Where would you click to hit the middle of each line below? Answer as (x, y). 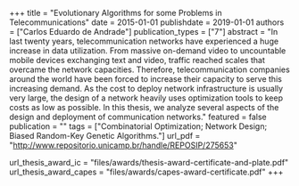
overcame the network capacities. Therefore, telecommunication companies (149, 69)
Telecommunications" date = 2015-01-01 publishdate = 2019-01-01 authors (147, 22)
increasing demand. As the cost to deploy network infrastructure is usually (146, 89)
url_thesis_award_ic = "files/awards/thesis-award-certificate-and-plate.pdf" (149, 162)
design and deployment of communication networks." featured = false (138, 117)
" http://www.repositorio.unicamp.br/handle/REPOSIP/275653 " (124, 145)
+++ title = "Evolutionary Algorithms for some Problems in (116, 13)
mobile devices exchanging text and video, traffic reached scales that (137, 60)
